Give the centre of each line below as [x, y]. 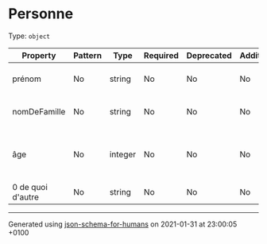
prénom [27, 79]
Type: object [29, 36]
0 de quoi [30, 187]
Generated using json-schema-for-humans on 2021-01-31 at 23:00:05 [123, 224]
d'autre [26, 197]
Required [161, 55]
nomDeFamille [39, 111]
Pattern [87, 55]
